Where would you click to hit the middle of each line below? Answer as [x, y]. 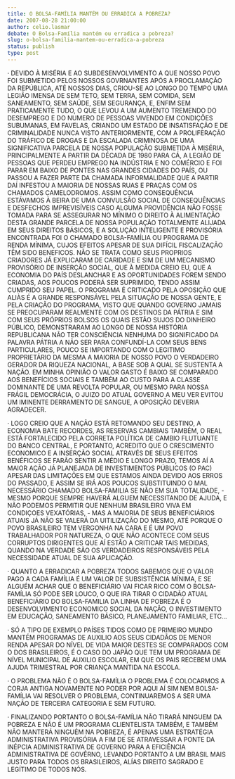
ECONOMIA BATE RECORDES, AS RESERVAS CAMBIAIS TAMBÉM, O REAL [115, 431]
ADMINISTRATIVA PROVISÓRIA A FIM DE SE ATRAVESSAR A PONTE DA [111, 739]
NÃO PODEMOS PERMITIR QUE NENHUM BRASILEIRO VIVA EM [99, 505]
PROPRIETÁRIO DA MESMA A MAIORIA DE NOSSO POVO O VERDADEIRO [113, 357]
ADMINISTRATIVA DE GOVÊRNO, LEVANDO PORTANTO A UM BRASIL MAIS [116, 754]
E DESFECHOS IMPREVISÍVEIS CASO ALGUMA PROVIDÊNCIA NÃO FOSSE [115, 208]
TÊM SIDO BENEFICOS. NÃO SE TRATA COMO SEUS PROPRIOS [100, 252]
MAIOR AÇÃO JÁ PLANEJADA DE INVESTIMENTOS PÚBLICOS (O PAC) [110, 468]
